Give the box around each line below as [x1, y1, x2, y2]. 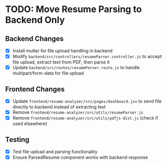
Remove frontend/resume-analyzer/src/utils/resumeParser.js [12, 109, 143, 116]
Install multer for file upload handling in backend [12, 48, 113, 53]
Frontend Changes [5, 85, 65, 93]
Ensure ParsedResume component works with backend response [12, 154, 148, 160]
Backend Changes [5, 34, 64, 43]
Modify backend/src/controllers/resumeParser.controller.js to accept [12, 53, 162, 60]
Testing [5, 135, 30, 144]
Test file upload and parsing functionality [12, 149, 98, 154]
